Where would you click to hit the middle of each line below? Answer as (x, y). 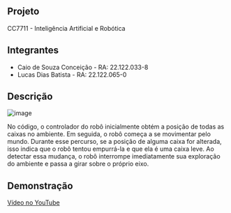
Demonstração (40, 185)
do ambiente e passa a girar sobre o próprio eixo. (78, 164)
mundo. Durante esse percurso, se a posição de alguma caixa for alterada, (114, 142)
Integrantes (33, 51)
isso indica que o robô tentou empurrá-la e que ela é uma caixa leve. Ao (111, 149)
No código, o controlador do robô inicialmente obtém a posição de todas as (116, 127)
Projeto (23, 12)
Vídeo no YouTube (34, 203)
